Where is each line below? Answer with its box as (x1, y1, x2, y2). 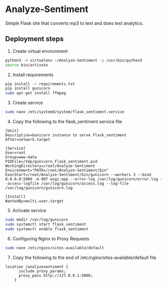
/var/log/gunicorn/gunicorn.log (5, 185, 73, 190)
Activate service (12, 208, 47, 213)
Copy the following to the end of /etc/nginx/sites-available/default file (12, 254, 156, 260)
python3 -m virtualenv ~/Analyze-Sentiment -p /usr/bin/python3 (5, 58, 142, 63)
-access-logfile (5, 181, 39, 186)
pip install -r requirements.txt (5, 81, 75, 86)
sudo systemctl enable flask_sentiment (5, 226, 89, 232)
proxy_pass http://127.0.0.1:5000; (18, 273, 93, 278)
